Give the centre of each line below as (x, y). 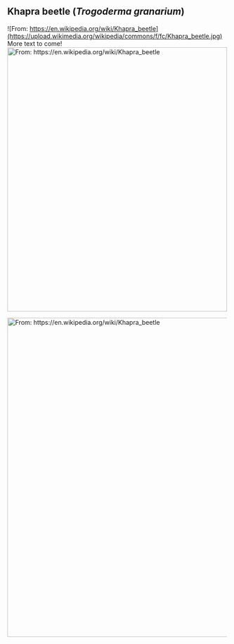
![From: (18, 28)
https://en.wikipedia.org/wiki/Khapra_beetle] (94, 28)
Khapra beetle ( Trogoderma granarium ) (96, 12)
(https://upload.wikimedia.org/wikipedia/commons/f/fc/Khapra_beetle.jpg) (115, 36)
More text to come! (35, 43)
